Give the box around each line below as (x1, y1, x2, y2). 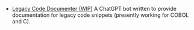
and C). (11, 18, 31, 25)
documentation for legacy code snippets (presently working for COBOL (11, 11, 189, 19)
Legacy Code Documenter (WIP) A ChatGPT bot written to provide (11, 5, 177, 12)
